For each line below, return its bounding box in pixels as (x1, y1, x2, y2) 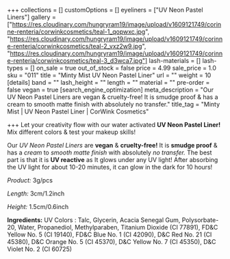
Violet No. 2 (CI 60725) (7, 245, 73, 253)
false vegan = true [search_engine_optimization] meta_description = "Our (7, 85, 214, 94)
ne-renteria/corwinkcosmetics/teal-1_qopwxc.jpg (7, 27, 146, 36)
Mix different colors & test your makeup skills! (7, 128, 136, 136)
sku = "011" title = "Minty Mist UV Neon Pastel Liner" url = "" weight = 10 (7, 71, 212, 79)
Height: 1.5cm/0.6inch (7, 203, 69, 210)
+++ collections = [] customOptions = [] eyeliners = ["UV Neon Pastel (7, 6, 203, 14)
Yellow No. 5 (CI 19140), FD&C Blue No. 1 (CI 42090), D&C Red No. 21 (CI (7, 230, 212, 238)
